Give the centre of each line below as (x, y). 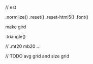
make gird (16, 27)
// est (11, 7)
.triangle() (15, 37)
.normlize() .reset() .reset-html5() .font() (47, 17)
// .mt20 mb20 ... (23, 46)
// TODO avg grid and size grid (37, 56)
